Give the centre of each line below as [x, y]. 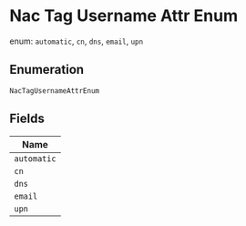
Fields [27, 119]
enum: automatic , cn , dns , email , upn [77, 41]
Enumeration [47, 70]
